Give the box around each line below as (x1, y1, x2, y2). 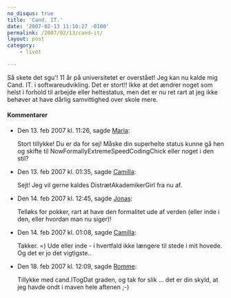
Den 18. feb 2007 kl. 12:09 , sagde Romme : (17, 262, 137, 270)
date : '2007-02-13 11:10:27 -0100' (7, 23, 110, 30)
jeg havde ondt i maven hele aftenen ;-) (17, 283, 130, 291)
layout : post (7, 36, 45, 43)
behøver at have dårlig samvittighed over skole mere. (7, 95, 159, 103)
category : (7, 42, 36, 49)
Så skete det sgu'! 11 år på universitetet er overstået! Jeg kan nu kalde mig (7, 73, 219, 81)
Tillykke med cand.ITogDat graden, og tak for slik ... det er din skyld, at (17, 276, 219, 284)
